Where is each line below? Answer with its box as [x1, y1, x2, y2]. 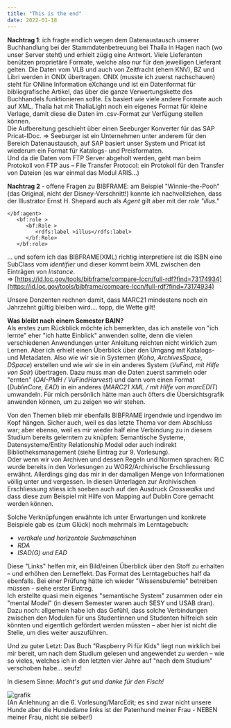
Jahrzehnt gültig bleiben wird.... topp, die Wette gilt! [7, 303, 155, 311]
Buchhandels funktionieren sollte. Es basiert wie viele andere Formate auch [7, 94, 223, 103]
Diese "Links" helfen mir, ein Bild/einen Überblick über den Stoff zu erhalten [7, 561, 224, 570]
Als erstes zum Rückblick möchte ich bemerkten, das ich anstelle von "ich [7, 323, 219, 332]
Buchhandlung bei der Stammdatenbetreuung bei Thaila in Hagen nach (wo [7, 43, 223, 51]
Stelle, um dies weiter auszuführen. [7, 628, 108, 636]
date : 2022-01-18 [7, 17, 58, 24]
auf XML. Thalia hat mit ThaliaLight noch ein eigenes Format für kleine [7, 102, 208, 110]
